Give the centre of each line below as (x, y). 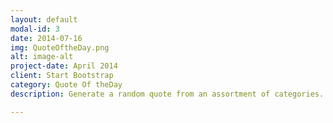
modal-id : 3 (35, 29)
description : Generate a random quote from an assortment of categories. (167, 94)
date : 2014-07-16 (46, 38)
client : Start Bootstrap (62, 76)
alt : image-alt (42, 57)
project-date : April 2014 (64, 66)
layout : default (44, 19)
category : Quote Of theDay (66, 85)
